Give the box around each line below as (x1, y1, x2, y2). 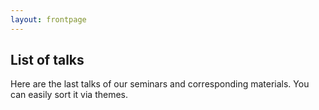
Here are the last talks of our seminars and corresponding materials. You (10, 78, 310, 90)
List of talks (10, 52, 85, 69)
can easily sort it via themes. (10, 89, 129, 101)
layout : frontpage (10, 14, 87, 25)
